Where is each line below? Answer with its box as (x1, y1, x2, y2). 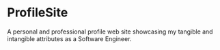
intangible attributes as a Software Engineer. (7, 34, 132, 42)
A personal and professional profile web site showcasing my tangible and (7, 27, 213, 36)
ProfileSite (7, 5, 68, 21)
